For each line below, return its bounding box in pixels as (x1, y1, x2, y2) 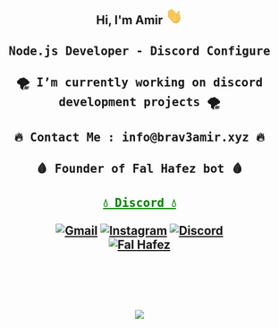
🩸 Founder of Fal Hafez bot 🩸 (35, 161, 244, 176)
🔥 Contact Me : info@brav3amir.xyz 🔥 (13, 130, 266, 144)
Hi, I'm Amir (96, 13, 164, 28)
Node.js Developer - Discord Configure (8, 44, 271, 58)
